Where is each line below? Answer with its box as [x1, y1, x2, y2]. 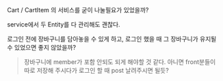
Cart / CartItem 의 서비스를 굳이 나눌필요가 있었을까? [7, 6, 149, 14]
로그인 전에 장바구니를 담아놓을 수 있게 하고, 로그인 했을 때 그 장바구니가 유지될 [7, 35, 217, 43]
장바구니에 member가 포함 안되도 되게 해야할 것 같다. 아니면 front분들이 [23, 58, 216, 66]
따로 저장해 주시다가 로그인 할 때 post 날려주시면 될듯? [23, 67, 169, 74]
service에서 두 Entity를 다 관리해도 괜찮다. [7, 20, 121, 29]
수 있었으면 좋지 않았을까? [7, 44, 77, 51]
